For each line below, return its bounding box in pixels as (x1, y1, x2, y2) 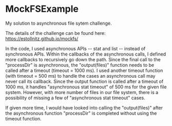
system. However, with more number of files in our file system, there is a (5, 89, 159, 95)
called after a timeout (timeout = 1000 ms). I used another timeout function (5, 67, 163, 74)
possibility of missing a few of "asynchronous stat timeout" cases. (5, 95, 145, 101)
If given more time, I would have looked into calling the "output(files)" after (5, 104, 163, 111)
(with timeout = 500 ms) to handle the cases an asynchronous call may (5, 73, 156, 79)
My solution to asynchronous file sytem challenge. (5, 20, 112, 26)
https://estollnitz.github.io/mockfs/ (5, 35, 79, 42)
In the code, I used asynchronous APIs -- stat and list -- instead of (5, 45, 146, 51)
